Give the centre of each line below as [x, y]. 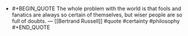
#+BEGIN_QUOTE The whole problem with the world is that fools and [96, 9]
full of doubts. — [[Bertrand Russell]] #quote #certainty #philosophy [96, 21]
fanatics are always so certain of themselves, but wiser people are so [97, 15]
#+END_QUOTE [31, 27]
